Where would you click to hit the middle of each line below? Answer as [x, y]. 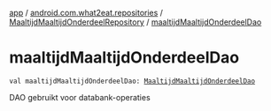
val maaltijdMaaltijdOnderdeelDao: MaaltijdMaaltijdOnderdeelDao [132, 81]
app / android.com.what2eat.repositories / [86, 13]
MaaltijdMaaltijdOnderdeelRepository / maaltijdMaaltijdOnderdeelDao [135, 22]
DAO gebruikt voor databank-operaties [80, 97]
